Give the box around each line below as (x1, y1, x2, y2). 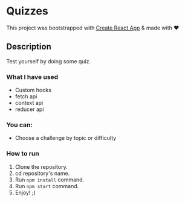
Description (6, 42, 51, 52)
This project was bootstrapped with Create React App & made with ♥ (6, 24, 180, 31)
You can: (6, 121, 33, 129)
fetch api (15, 93, 37, 100)
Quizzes (6, 4, 48, 18)
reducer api (15, 106, 44, 113)
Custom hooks (15, 86, 51, 94)
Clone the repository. (15, 163, 68, 170)
